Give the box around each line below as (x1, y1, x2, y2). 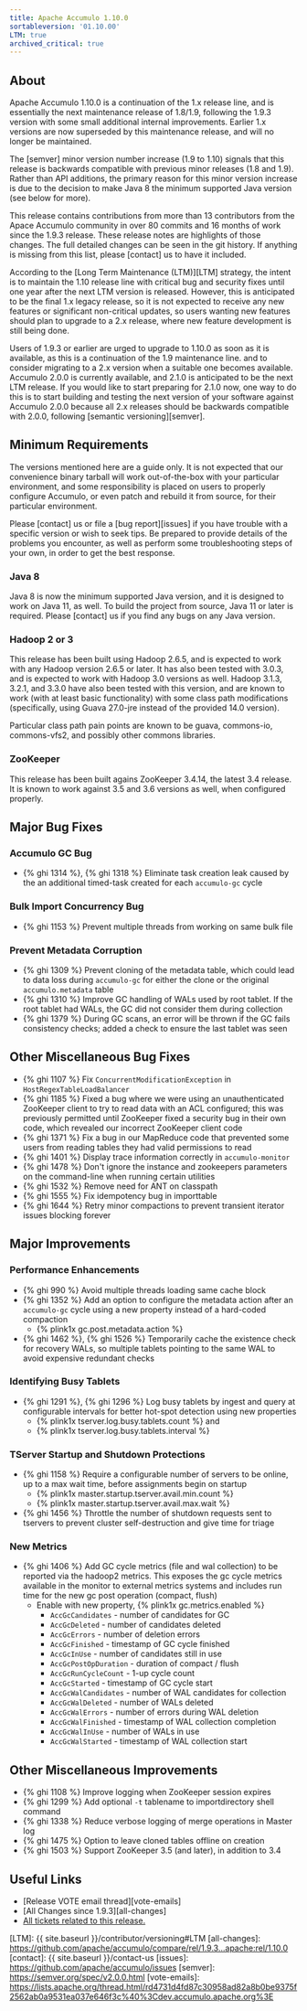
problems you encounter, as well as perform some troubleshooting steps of (9, 537, 293, 549)
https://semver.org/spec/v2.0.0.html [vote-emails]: (9, 1972, 200, 1983)
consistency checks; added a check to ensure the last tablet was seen (22, 1023, 288, 1034)
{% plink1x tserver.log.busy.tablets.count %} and (36, 1415, 220, 1427)
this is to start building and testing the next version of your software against (9, 391, 294, 402)
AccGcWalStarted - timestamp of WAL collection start (49, 1736, 249, 1747)
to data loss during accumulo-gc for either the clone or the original (22, 975, 270, 986)
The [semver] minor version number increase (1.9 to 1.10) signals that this (9, 154, 285, 165)
